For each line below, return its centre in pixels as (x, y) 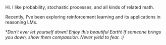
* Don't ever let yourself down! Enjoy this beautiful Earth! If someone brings (83, 32)
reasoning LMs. (21, 22)
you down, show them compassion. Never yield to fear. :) (65, 37)
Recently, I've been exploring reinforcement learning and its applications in (83, 17)
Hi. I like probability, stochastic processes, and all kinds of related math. (80, 7)
